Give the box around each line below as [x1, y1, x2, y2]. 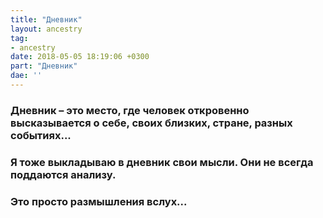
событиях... [10, 128, 72, 142]
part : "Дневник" [10, 61, 78, 71]
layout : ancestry [10, 24, 83, 34]
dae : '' [10, 71, 43, 81]
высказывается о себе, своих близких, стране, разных [10, 116, 293, 130]
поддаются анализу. [10, 167, 117, 181]
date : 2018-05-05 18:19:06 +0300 [10, 52, 150, 62]
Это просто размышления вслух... [10, 194, 188, 208]
